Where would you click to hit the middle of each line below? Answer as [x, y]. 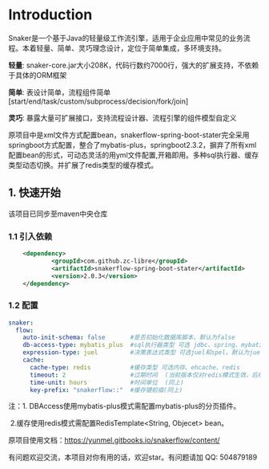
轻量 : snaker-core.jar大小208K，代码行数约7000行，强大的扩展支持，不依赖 [133, 65]
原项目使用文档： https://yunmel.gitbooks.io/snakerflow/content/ [114, 440]
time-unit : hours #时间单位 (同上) [106, 382]
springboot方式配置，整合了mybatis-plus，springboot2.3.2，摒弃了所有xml [132, 145]
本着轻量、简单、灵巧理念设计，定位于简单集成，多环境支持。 [124, 48]
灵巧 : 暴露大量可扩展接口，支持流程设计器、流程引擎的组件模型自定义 [122, 117]
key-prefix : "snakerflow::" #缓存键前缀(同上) [106, 390]
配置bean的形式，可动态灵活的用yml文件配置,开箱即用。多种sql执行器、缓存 [133, 155]
